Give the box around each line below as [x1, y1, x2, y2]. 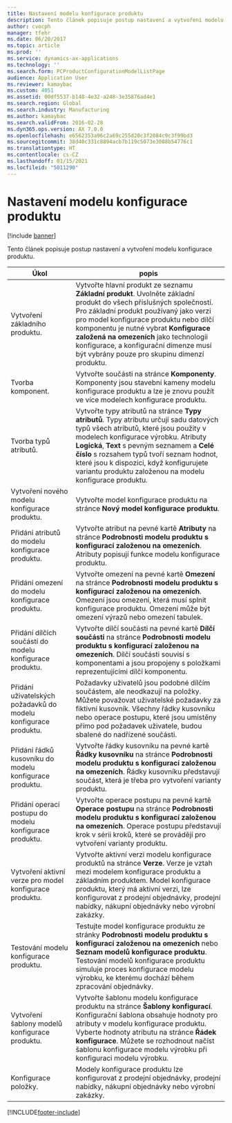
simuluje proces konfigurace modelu [75, 964, 195, 974]
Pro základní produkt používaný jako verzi [75, 306, 212, 315]
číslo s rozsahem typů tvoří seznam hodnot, [75, 449, 218, 459]
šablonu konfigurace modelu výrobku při [75, 1044, 207, 1054]
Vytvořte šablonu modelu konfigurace [75, 993, 199, 1002]
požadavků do [10, 699, 57, 709]
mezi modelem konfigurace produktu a [75, 867, 202, 877]
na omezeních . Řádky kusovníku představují [75, 767, 220, 777]
